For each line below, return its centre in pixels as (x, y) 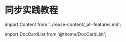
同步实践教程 (32, 10)
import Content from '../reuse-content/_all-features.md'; (63, 24)
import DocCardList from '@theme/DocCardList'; (56, 34)
